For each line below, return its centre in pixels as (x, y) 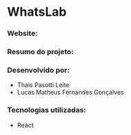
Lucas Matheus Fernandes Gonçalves (70, 93)
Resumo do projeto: (40, 52)
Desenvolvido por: (38, 70)
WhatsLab (37, 12)
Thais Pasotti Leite (43, 85)
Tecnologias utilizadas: (47, 110)
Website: (22, 34)
